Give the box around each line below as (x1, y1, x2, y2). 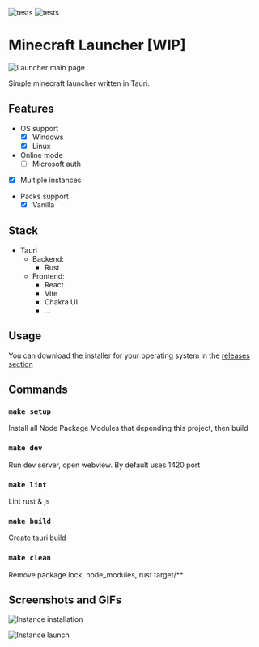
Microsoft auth (32, 159, 82, 168)
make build (8, 517, 51, 526)
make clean (8, 553, 51, 563)
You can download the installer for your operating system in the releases (8, 351, 251, 360)
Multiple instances (19, 175, 82, 185)
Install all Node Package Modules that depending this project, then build (8, 424, 248, 433)
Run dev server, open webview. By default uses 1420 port (8, 460, 201, 470)
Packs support (19, 191, 69, 201)
